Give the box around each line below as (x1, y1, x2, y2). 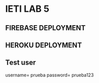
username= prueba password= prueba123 (5, 72, 94, 78)
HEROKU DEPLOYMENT (5, 40, 82, 49)
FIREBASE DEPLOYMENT (5, 24, 86, 32)
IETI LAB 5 (5, 3, 49, 15)
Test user (5, 58, 36, 67)
